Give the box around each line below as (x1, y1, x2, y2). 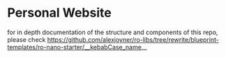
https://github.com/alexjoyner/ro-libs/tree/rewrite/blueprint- (47, 35, 220, 43)
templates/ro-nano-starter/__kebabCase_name (7, 43, 142, 51)
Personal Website (7, 5, 112, 21)
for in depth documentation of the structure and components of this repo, (7, 28, 218, 36)
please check (7, 35, 46, 43)
